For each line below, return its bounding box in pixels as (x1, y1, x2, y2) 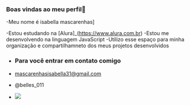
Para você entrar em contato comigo (14, 57, 121, 65)
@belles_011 (14, 81, 44, 88)
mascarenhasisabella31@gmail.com (14, 70, 102, 77)
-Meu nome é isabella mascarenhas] (6, 19, 95, 26)
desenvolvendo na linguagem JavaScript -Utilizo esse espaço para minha (6, 36, 185, 43)
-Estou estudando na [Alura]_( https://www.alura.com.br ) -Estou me (6, 30, 169, 37)
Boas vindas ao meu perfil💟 (6, 5, 86, 13)
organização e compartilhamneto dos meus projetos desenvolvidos (6, 42, 169, 49)
